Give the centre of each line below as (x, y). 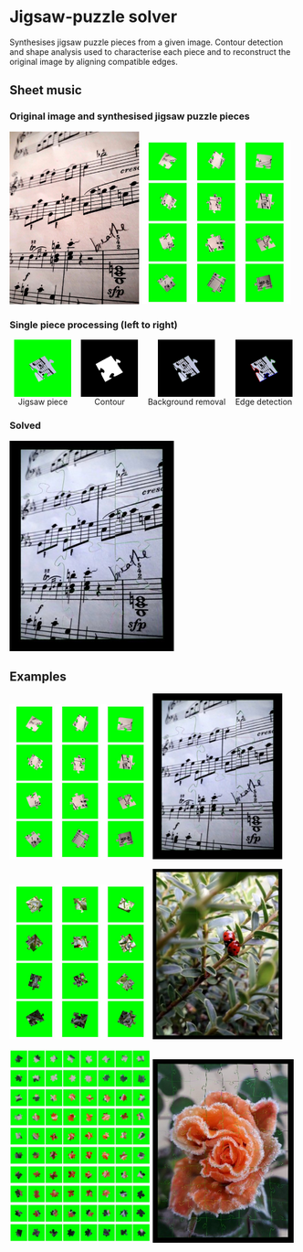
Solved (25, 425)
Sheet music (46, 90)
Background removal (187, 401)
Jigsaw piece (43, 402)
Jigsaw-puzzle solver (94, 17)
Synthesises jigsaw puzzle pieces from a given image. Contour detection (146, 42)
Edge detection (264, 402)
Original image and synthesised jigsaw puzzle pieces (130, 116)
